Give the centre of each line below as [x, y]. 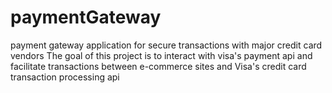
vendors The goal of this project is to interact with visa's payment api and [161, 55]
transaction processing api [65, 77]
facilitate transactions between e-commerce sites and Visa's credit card [158, 66]
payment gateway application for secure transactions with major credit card [166, 45]
